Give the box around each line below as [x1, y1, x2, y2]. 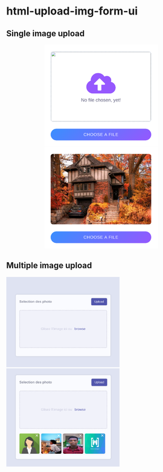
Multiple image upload [6, 260, 92, 271]
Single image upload [6, 28, 85, 39]
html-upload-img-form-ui [6, 4, 138, 18]
